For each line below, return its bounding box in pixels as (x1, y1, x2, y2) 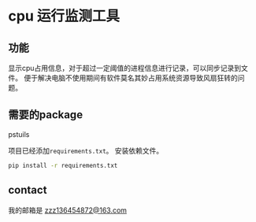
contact (8, 183, 47, 197)
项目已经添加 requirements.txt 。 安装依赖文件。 (8, 146, 164, 155)
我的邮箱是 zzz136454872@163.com (8, 205, 128, 215)
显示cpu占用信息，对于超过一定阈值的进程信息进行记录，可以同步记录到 (8, 64, 242, 72)
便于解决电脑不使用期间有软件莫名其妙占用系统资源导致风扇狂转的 (23, 73, 238, 83)
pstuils (8, 129, 30, 139)
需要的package (8, 108, 83, 122)
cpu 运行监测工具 (8, 7, 121, 25)
